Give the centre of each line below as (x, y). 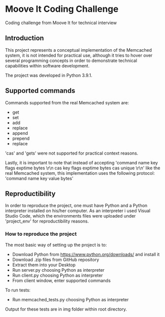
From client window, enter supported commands (61, 280)
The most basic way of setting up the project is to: (56, 245)
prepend (21, 138)
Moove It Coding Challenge (62, 9)
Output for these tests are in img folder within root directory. (66, 309)
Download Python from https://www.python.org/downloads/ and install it (86, 254)
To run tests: (18, 290)
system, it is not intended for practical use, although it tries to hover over (79, 55)
